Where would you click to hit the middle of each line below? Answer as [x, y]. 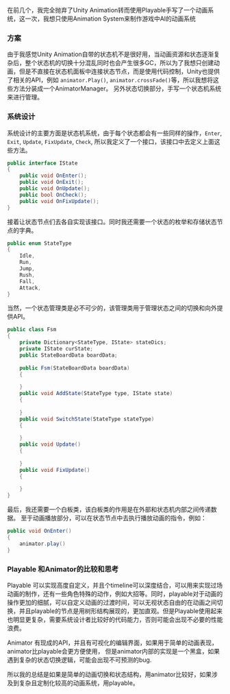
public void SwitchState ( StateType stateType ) [87, 419]
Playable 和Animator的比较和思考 [63, 569]
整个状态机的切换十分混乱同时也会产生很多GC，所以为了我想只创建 [119, 63]
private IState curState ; [56, 349]
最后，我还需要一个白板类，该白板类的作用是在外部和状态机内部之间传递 [109, 510]
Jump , [27, 269]
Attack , [30, 288]
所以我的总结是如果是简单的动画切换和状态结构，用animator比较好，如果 [110, 674]
